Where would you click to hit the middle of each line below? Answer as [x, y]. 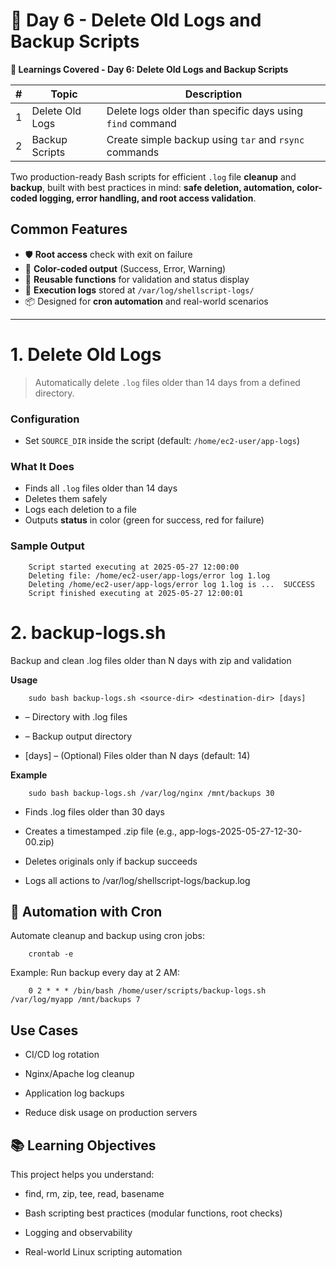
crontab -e [51, 954]
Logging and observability [78, 1232]
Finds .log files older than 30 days [94, 811]
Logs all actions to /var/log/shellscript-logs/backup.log [137, 880]
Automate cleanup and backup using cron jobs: [108, 936]
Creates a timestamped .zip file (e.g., [101, 831]
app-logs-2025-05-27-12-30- [241, 831]
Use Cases [44, 1030]
